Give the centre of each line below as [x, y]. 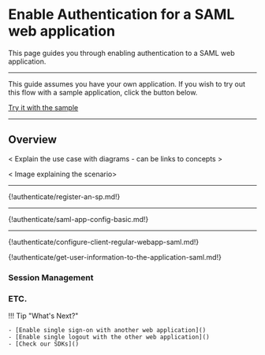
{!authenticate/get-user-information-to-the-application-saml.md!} [115, 257]
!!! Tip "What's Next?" [43, 316]
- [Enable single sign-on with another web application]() [107, 330]
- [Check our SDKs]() [44, 344]
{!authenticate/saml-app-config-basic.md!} [78, 219]
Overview [33, 140]
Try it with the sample [43, 107]
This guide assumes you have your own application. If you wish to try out [127, 83]
